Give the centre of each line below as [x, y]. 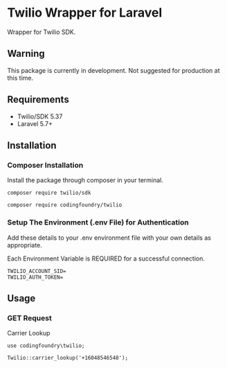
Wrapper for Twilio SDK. [42, 32]
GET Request [29, 318]
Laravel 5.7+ [35, 123]
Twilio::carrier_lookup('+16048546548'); [68, 358]
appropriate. [25, 245]
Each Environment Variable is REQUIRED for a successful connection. [106, 259]
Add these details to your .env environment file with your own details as [109, 238]
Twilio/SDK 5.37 [40, 116]
